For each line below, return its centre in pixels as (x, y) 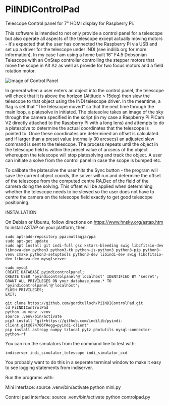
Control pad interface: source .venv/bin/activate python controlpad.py (78, 397)
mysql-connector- (134, 330)
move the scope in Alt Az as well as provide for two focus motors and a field (84, 65)
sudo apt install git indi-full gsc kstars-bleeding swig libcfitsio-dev (84, 246)
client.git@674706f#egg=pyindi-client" (47, 325)
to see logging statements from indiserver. (49, 368)
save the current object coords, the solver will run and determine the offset (83, 175)
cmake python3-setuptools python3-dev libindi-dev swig (76, 254)
